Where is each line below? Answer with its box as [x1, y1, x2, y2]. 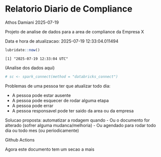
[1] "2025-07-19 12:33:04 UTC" [5, 56, 68, 61]
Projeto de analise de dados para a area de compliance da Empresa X [5, 29, 144, 34]
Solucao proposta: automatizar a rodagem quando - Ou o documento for [5, 117, 150, 123]
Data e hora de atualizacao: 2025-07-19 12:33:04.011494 [5, 38, 119, 44]
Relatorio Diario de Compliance [5, 3, 132, 15]
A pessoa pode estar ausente [12, 92, 71, 98]
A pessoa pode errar [12, 103, 53, 109]
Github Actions [5, 137, 35, 142]
